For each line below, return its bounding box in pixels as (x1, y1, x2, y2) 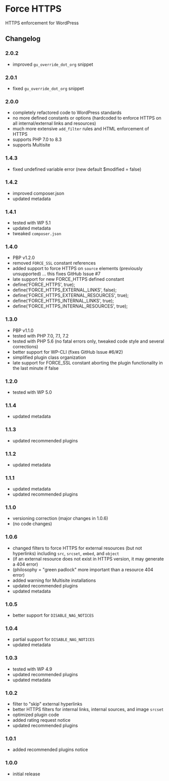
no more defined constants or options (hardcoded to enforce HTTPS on (12, 115, 161, 121)
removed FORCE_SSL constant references (12, 260, 96, 266)
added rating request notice (12, 717, 71, 723)
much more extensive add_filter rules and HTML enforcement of (12, 126, 149, 132)
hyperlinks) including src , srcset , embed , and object (12, 550, 120, 556)
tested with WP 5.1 (12, 220, 51, 226)
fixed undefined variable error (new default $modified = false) (12, 166, 142, 172)
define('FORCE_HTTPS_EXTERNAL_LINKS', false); (12, 287, 117, 293)
